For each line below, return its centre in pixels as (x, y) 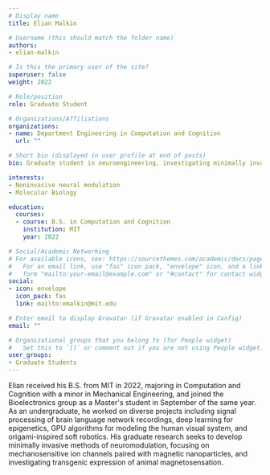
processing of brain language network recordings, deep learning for (121, 420)
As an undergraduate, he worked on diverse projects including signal (123, 411)
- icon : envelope (37, 289)
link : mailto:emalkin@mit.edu (66, 304)
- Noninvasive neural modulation (64, 185)
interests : (27, 178)
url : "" (29, 141)
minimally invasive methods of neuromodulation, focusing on (109, 445)
